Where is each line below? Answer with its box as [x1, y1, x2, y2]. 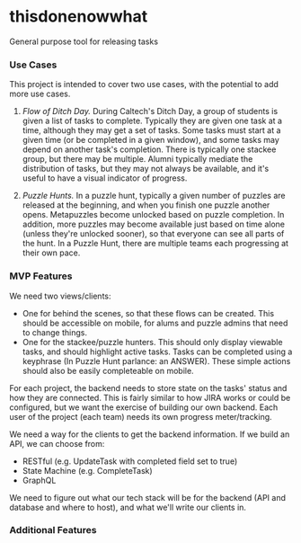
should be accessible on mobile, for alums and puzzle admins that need [22, 317, 288, 328]
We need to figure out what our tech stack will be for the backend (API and [9, 492, 286, 503]
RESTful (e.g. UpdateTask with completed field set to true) [22, 456, 238, 467]
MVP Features [9, 270, 73, 282]
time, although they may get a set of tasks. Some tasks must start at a [22, 125, 281, 136]
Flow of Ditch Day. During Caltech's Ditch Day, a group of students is [22, 106, 279, 117]
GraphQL [22, 475, 57, 485]
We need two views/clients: [9, 290, 111, 301]
